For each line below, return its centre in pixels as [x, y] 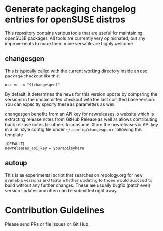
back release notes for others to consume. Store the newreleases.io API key [81, 124]
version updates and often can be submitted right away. [61, 190]
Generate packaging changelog [70, 9]
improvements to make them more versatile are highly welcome [69, 43]
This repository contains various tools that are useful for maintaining [74, 33]
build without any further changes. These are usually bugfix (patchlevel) [78, 185]
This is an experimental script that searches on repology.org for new [74, 175]
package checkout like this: [33, 76]
